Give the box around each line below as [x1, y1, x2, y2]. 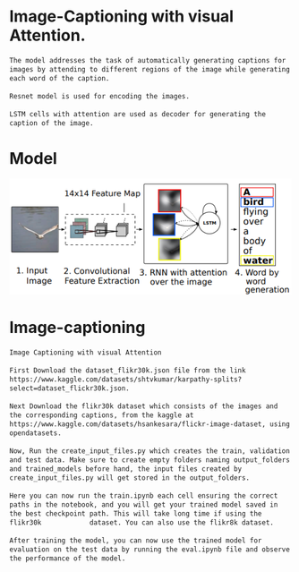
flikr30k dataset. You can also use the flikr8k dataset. [9, 518, 275, 527]
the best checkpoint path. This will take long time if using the [9, 509, 262, 518]
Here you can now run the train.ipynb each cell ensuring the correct [9, 491, 278, 500]
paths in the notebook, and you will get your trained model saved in [9, 500, 278, 509]
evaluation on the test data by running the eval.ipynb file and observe [9, 545, 291, 554]
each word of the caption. [9, 73, 110, 82]
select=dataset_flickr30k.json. [9, 384, 130, 393]
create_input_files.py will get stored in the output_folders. [9, 474, 251, 482]
